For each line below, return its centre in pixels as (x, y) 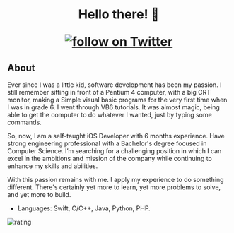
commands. (25, 122)
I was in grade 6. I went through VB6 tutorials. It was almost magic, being (114, 107)
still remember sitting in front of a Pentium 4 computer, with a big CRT (109, 92)
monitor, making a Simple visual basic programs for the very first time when (117, 100)
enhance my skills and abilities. (53, 166)
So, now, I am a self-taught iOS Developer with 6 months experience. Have (116, 136)
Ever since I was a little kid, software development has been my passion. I (115, 85)
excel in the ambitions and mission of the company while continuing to (110, 159)
